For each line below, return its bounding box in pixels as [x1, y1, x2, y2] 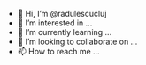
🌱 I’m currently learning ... [17, 27, 112, 37]
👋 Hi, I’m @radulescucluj [17, 9, 107, 18]
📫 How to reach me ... [17, 47, 100, 56]
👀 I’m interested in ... [17, 18, 93, 28]
